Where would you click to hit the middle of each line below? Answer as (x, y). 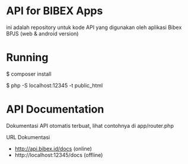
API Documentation (55, 109)
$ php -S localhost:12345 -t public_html (55, 85)
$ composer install (29, 74)
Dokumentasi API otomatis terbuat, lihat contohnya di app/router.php (90, 126)
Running (27, 58)
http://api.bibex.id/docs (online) (53, 149)
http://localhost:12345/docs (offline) (59, 155)
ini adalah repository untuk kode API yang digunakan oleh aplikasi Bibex (94, 27)
